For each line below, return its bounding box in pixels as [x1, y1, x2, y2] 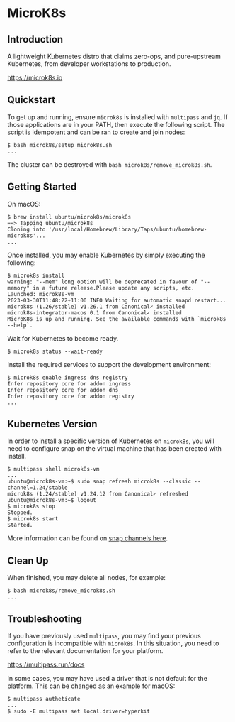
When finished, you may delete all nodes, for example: [7, 574, 166, 582]
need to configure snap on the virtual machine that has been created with [7, 444, 222, 453]
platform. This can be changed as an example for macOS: [7, 682, 176, 690]
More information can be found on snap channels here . [7, 534, 168, 542]
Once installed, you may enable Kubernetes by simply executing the [7, 251, 205, 259]
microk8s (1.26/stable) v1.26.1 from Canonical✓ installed [7, 303, 185, 310]
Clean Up [7, 554, 49, 567]
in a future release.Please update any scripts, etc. [33, 284, 195, 292]
